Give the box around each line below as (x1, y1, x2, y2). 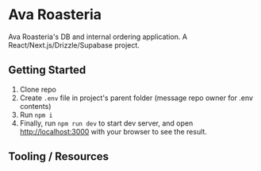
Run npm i (19, 110, 53, 119)
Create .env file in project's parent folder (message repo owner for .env (19, 93, 254, 103)
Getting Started (8, 64, 86, 77)
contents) (19, 101, 52, 111)
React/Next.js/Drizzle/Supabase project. (8, 40, 140, 49)
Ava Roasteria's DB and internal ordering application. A (8, 32, 188, 41)
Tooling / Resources (8, 150, 109, 164)
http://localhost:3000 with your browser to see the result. (19, 126, 208, 136)
